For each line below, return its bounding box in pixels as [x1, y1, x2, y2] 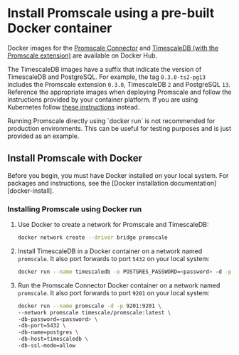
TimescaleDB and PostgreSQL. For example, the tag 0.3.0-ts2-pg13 [7, 73, 206, 81]
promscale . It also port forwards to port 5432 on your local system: [17, 254, 210, 263]
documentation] [169, 179, 217, 187]
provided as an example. [7, 132, 80, 140]
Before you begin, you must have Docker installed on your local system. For [7, 171, 229, 179]
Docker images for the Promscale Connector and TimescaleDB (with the [7, 43, 219, 52]
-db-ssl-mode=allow [17, 342, 76, 349]
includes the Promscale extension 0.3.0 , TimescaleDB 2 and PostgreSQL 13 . [7, 80, 231, 88]
